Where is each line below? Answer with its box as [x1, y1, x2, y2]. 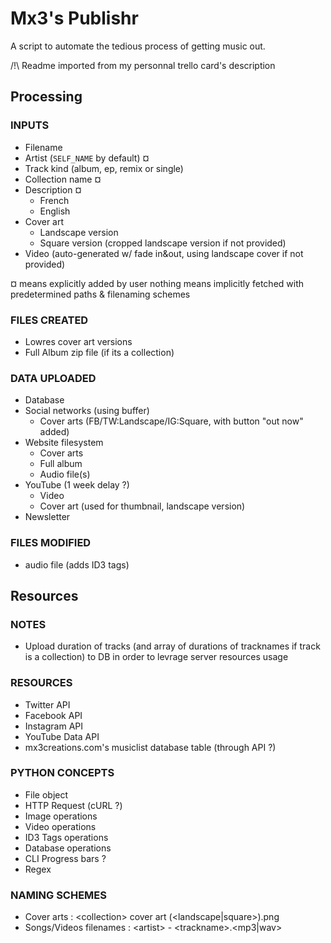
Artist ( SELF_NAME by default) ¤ [24, 152, 150, 164]
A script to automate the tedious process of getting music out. [10, 40, 266, 52]
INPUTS [10, 118, 50, 132]
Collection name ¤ [24, 173, 102, 185]
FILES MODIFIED [10, 536, 92, 550]
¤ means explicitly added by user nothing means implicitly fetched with [10, 277, 305, 289]
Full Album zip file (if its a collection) [24, 346, 175, 358]
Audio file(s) [39, 468, 91, 481]
